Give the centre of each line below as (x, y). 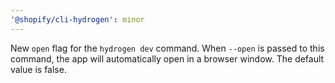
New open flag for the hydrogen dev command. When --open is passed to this (167, 48)
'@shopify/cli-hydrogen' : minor (77, 19)
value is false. (38, 69)
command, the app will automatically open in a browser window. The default (167, 58)
